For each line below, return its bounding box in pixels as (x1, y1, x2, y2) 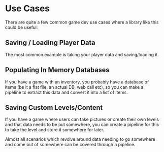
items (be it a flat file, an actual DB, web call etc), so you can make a (5, 84, 144, 90)
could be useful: (5, 24, 38, 30)
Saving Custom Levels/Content (5, 103, 103, 112)
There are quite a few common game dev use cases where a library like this (5, 19, 159, 25)
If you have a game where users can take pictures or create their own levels (5, 116, 159, 123)
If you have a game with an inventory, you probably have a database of (5, 79, 149, 85)
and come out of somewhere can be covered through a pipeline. (5, 142, 135, 148)
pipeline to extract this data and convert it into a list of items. (5, 89, 128, 95)
